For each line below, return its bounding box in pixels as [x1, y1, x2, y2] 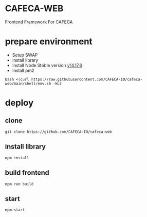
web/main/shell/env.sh [5, 81, 51, 86]
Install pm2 [12, 67, 35, 73]
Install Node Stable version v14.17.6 [12, 62, 83, 68]
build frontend [5, 168, 50, 177]
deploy [5, 98, 34, 108]
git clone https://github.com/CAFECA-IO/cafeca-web [5, 129, 112, 134]
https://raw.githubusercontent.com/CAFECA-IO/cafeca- [31, 77, 143, 82]
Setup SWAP [12, 52, 38, 58]
